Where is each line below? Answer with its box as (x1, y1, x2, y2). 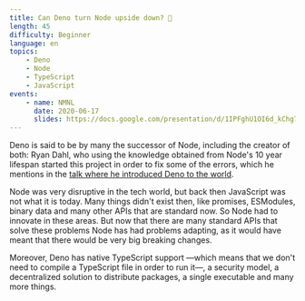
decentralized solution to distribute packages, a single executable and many (9, 272, 294, 283)
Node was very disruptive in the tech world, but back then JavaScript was (9, 186, 286, 197)
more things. (9, 281, 57, 292)
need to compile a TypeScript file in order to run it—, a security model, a (9, 262, 280, 273)
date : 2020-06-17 (33, 106, 100, 115)
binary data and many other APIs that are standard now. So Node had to (9, 206, 279, 216)
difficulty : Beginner (9, 30, 92, 39)
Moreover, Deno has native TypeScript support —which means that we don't (9, 252, 296, 264)
